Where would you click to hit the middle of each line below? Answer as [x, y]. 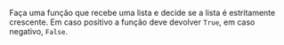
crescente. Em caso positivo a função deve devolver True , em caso [132, 22]
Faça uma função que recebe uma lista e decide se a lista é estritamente [142, 13]
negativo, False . [39, 31]
